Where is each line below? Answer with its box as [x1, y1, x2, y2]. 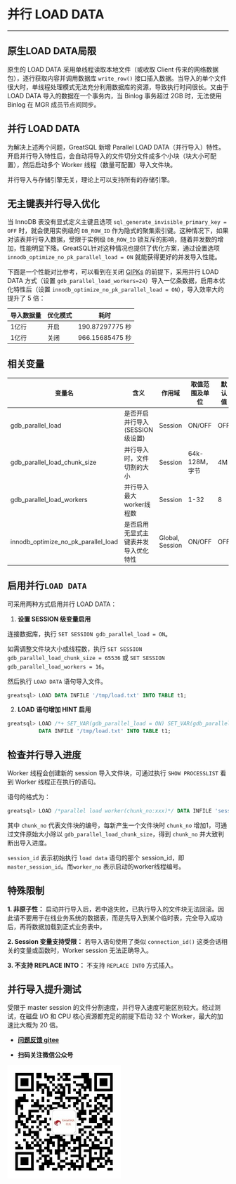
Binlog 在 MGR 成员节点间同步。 [7, 100, 100, 109]
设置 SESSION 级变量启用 [17, 614, 91, 623]
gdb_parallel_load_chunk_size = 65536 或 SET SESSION [7, 653, 165, 662]
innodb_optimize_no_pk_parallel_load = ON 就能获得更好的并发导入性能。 [7, 253, 221, 261]
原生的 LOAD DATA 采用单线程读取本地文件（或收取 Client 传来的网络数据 [7, 65, 219, 74]
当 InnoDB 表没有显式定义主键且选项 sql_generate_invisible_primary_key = [7, 218, 227, 226]
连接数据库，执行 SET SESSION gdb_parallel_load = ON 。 [7, 629, 172, 638]
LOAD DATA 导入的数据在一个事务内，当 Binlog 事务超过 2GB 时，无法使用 [7, 91, 223, 100]
